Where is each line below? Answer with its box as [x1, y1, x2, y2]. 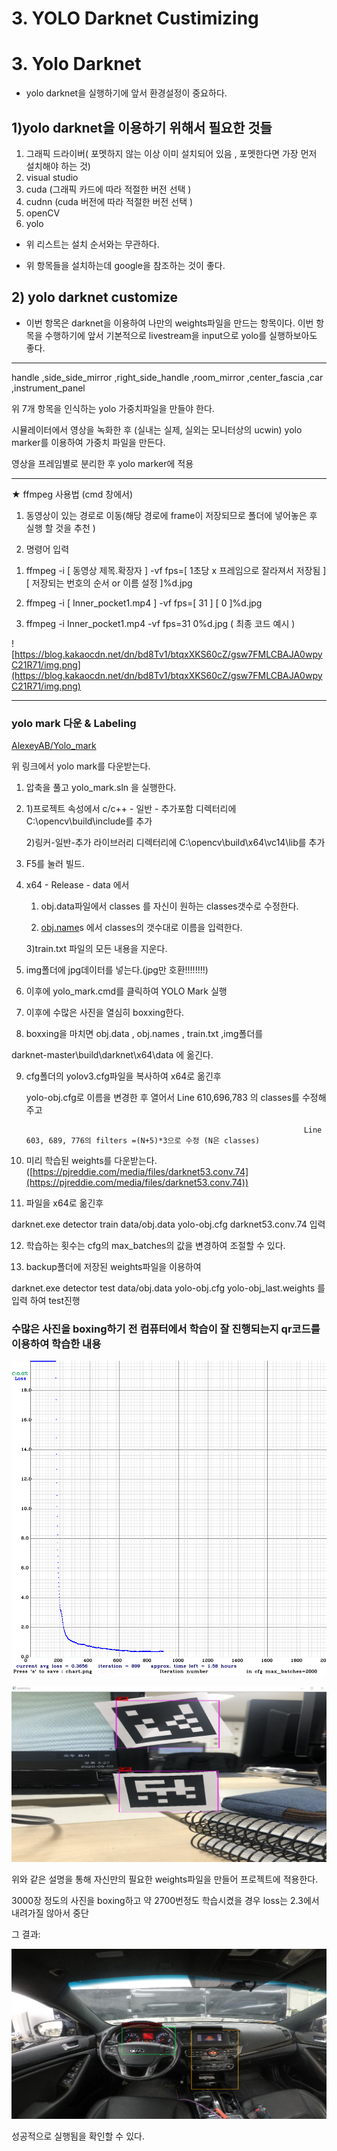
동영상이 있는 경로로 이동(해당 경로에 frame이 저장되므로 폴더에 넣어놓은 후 [25, 509, 318, 521]
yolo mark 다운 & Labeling [11, 716, 137, 730]
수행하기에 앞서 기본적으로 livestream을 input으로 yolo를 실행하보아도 [44, 329, 318, 341]
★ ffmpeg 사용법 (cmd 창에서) [11, 488, 134, 500]
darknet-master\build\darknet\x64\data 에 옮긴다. [11, 1049, 214, 1061]
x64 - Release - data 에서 [25, 879, 130, 891]
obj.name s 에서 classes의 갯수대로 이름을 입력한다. [40, 922, 243, 934]
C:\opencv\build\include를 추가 [25, 815, 153, 827]
